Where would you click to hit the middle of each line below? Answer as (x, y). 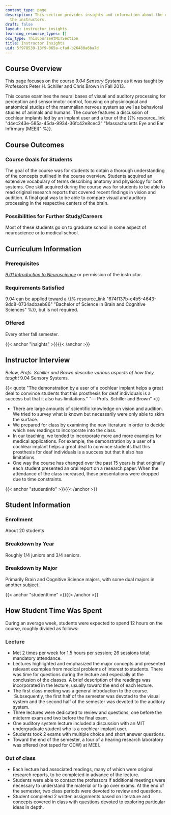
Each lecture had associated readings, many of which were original (83, 770)
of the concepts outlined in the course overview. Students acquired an (79, 176)
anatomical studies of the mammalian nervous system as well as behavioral (84, 107)
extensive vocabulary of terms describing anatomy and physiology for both (84, 181)
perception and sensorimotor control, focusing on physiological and (76, 102)
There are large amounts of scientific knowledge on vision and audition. (88, 409)
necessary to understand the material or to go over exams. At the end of (88, 786)
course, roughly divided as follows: (42, 628)
